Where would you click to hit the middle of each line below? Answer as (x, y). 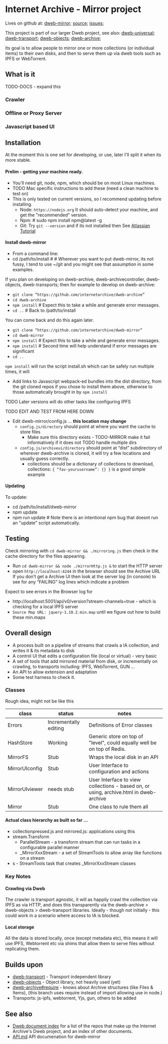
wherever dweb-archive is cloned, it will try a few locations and (85, 453)
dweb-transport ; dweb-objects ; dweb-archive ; (53, 38)
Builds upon (24, 964)
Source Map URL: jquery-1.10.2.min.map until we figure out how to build (86, 612)
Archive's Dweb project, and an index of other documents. (72, 1031)
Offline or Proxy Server (34, 113)
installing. (22, 204)
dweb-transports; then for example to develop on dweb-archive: (89, 284)
